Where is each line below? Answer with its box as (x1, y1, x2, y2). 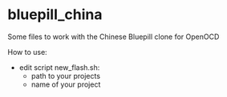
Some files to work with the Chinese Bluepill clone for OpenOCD (7, 32, 220, 41)
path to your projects (30, 71, 101, 80)
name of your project (30, 80, 101, 89)
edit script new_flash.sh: (18, 62, 100, 72)
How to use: (7, 47, 47, 56)
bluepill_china (7, 6, 103, 24)
